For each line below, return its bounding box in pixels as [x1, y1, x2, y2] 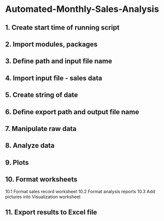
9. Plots [5, 158, 29, 167]
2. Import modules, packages [5, 40, 98, 48]
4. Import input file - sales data [5, 74, 102, 82]
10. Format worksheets [5, 175, 78, 184]
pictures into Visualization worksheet [5, 194, 81, 200]
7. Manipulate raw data [5, 124, 77, 133]
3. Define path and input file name [5, 57, 112, 66]
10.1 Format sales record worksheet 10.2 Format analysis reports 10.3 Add [5, 188, 156, 194]
